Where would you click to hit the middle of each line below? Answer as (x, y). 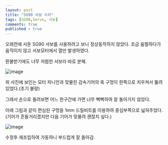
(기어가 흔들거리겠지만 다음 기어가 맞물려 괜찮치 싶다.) (59, 117)
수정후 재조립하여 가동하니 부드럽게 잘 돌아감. (50, 137)
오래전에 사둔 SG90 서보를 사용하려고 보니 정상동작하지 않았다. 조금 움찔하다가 (83, 44)
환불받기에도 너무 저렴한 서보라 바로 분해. (46, 61)
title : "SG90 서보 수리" (30, 15)
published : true (24, 29)
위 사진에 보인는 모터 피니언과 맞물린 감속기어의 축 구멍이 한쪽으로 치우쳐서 (79, 82)
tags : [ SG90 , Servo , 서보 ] (32, 19)
